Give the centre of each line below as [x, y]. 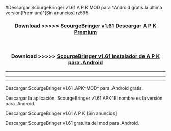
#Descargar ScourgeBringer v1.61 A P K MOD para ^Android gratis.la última [84, 7]
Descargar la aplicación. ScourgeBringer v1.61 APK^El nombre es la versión [84, 98]
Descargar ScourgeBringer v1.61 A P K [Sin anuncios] [61, 113]
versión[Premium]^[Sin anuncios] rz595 [47, 13]
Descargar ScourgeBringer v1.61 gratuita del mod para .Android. [72, 123]
